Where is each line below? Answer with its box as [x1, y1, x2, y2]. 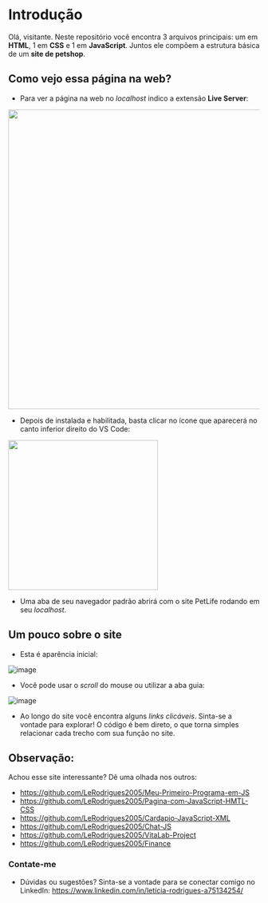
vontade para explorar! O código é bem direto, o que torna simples [19, 719, 239, 729]
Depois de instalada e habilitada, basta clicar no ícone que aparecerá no [19, 416, 258, 425]
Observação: [8, 751, 74, 765]
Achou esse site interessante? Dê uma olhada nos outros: [8, 773, 197, 782]
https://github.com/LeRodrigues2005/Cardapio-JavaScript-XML [19, 813, 231, 823]
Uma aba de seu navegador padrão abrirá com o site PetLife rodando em [19, 596, 260, 606]
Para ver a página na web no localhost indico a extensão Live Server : [19, 93, 249, 103]
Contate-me [8, 859, 57, 870]
